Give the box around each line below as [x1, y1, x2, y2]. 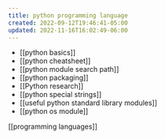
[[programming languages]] [8, 122, 98, 131]
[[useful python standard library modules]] [19, 98, 158, 107]
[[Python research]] [19, 81, 84, 91]
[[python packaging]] [19, 73, 89, 83]
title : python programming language [8, 11, 128, 20]
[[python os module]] [19, 107, 89, 116]
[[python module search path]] [19, 65, 119, 74]
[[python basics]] [19, 48, 76, 58]
